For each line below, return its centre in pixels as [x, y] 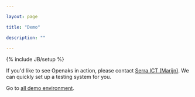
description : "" [26, 38]
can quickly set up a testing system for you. [59, 77]
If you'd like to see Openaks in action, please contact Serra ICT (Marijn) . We [97, 71]
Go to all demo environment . [40, 88]
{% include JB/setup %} [35, 60]
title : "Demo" [23, 27]
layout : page [22, 16]
